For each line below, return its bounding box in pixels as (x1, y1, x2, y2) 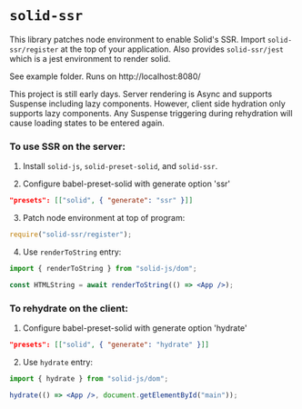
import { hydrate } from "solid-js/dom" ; (9, 374, 169, 384)
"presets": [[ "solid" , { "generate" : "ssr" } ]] (9, 196, 194, 205)
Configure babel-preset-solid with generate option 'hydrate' (22, 323, 247, 334)
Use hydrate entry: (22, 356, 94, 367)
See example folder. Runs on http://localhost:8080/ (9, 71, 202, 82)
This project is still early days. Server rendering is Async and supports (9, 88, 273, 99)
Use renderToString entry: (22, 246, 122, 257)
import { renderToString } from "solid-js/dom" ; (9, 264, 197, 273)
